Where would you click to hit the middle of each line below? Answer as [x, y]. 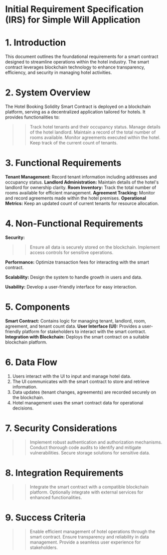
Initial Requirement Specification [74, 9]
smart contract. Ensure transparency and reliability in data [89, 536]
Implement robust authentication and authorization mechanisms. [96, 442]
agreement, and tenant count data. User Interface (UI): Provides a [73, 326]
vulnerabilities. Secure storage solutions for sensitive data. [90, 452]
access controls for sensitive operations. [72, 252]
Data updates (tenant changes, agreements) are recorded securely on [84, 392]
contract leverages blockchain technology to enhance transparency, [75, 67]
